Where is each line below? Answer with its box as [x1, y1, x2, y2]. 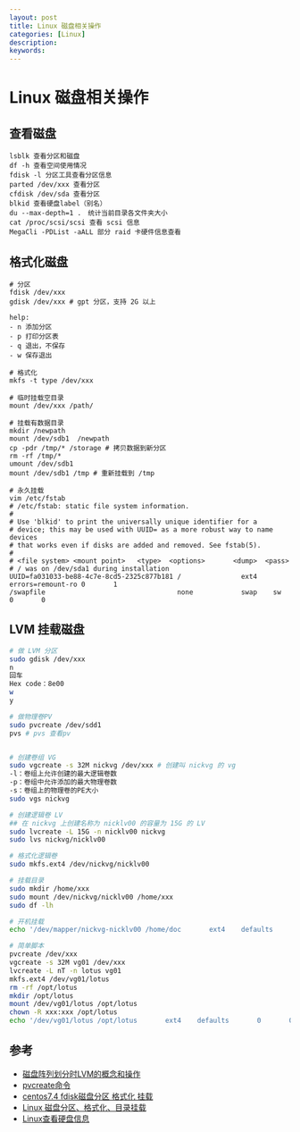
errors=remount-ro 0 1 [9, 580, 118, 589]
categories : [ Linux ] [9, 29, 87, 38]
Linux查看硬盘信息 [21, 1113, 90, 1124]
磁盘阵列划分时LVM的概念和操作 [21, 1069, 141, 1079]
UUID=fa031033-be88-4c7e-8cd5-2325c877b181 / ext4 [9, 572, 257, 581]
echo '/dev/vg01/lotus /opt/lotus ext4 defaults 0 [9, 1016, 262, 1026]
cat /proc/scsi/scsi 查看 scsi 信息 [9, 218, 140, 228]
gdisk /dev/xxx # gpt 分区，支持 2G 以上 [9, 297, 156, 306]
